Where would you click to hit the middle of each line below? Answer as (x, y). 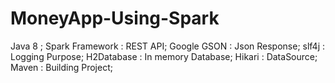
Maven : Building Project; (61, 67)
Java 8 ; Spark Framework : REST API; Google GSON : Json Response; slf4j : (168, 46)
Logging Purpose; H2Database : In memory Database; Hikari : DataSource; (164, 56)
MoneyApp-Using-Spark (115, 18)
